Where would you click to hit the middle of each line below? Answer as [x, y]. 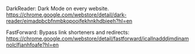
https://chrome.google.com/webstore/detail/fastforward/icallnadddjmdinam [97, 38]
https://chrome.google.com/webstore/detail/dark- [66, 15]
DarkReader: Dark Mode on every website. [58, 9]
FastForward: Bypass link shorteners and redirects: [68, 32]
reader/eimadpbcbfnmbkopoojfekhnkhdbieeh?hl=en [69, 21]
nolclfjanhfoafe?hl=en [33, 45]
